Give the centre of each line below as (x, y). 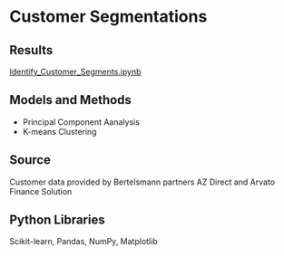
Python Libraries (58, 220)
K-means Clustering (59, 131)
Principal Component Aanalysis (81, 122)
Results (31, 50)
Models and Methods (70, 100)
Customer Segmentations (108, 17)
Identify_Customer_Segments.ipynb (76, 71)
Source (30, 160)
